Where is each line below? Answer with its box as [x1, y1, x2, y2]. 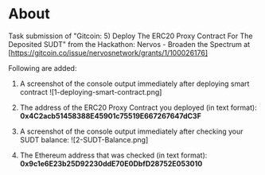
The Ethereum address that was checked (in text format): [19, 150, 208, 160]
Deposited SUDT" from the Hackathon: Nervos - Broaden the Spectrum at [8, 39, 251, 49]
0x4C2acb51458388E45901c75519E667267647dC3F [19, 111, 201, 120]
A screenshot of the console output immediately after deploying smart [19, 79, 250, 88]
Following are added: [8, 63, 77, 72]
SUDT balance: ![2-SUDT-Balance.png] [19, 134, 149, 144]
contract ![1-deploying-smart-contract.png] [19, 87, 162, 96]
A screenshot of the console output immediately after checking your [19, 126, 244, 136]
